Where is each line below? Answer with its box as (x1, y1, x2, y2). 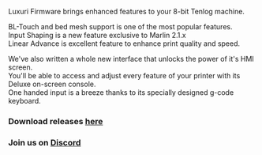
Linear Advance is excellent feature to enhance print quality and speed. (8, 39, 241, 48)
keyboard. (8, 96, 41, 105)
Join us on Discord (8, 137, 81, 148)
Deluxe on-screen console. (8, 79, 96, 89)
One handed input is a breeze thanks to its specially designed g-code (8, 88, 234, 97)
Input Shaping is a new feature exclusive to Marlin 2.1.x (8, 31, 187, 40)
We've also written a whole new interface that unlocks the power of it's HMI (8, 55, 254, 63)
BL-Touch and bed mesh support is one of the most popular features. (8, 22, 233, 31)
